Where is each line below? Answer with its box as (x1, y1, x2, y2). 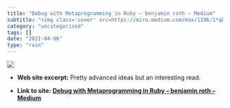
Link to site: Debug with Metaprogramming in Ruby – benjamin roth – (16, 87, 216, 94)
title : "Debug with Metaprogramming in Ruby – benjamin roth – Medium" (7, 10, 216, 17)
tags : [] (7, 29, 32, 36)
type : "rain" (7, 42, 44, 49)
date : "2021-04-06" (7, 36, 63, 42)
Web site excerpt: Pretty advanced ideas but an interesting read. (16, 73, 201, 81)
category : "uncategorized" (7, 23, 84, 29)
